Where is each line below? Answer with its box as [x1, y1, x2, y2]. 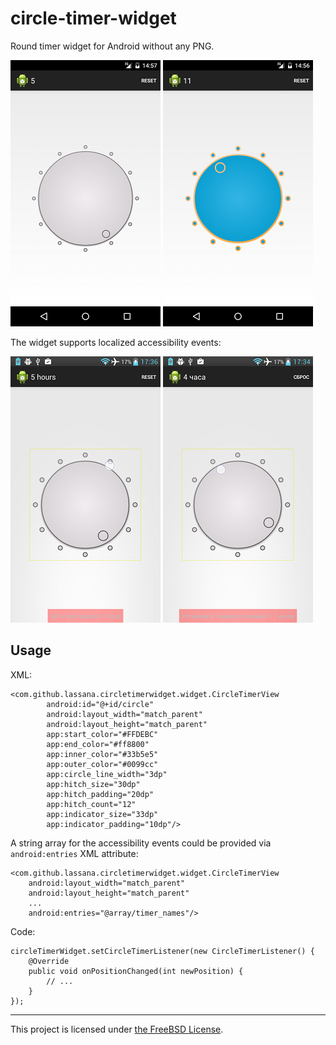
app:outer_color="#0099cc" [46, 759, 159, 769]
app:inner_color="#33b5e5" [46, 749, 159, 759]
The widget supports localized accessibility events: [10, 336, 222, 348]
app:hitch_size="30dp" [46, 779, 141, 789]
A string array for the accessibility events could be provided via [10, 837, 272, 849]
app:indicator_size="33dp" [46, 809, 159, 819]
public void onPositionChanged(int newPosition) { [28, 966, 244, 976]
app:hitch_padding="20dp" [46, 789, 155, 799]
